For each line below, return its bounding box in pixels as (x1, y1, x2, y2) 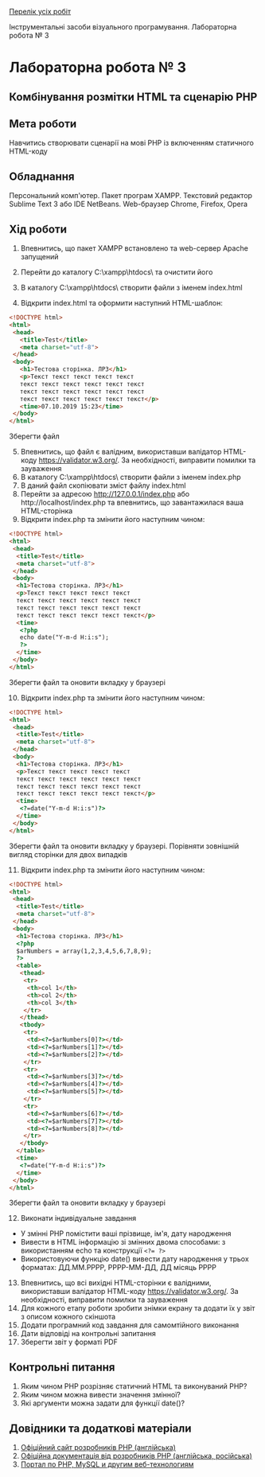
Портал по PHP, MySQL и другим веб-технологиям (20, 1459, 194, 1469)
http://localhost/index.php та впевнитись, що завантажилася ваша (20, 497, 244, 508)
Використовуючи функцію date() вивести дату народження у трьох (20, 1254, 249, 1264)
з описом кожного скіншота (20, 1312, 116, 1322)
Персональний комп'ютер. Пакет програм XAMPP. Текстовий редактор (9, 191, 253, 201)
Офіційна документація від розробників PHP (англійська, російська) (20, 1452, 253, 1461)
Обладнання (9, 170, 75, 183)
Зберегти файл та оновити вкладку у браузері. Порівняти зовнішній (9, 841, 240, 851)
